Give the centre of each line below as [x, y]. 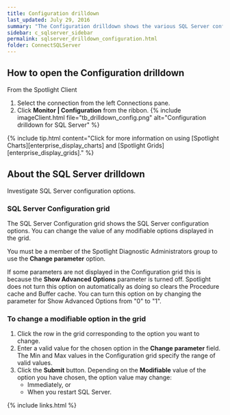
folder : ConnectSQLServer [44, 45]
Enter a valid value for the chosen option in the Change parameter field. [119, 348]
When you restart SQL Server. [69, 392]
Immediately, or [49, 385]
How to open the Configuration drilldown [96, 73]
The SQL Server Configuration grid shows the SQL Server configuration [108, 223]
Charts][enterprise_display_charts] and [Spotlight [76, 145]
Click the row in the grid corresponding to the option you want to [108, 334]
